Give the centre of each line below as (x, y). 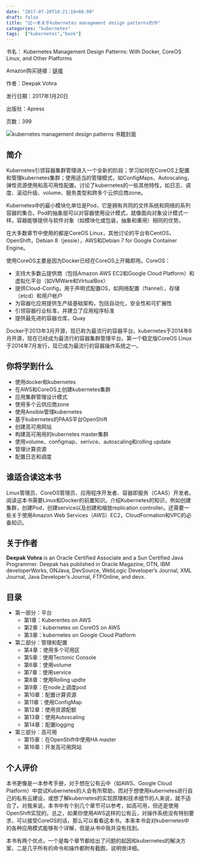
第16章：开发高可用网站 (53, 747)
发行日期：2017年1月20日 (37, 96)
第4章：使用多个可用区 (52, 650)
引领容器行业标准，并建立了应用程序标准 (64, 311)
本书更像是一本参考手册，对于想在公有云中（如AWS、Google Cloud (89, 783)
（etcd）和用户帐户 (39, 296)
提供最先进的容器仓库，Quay (50, 318)
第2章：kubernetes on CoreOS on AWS (72, 628)
